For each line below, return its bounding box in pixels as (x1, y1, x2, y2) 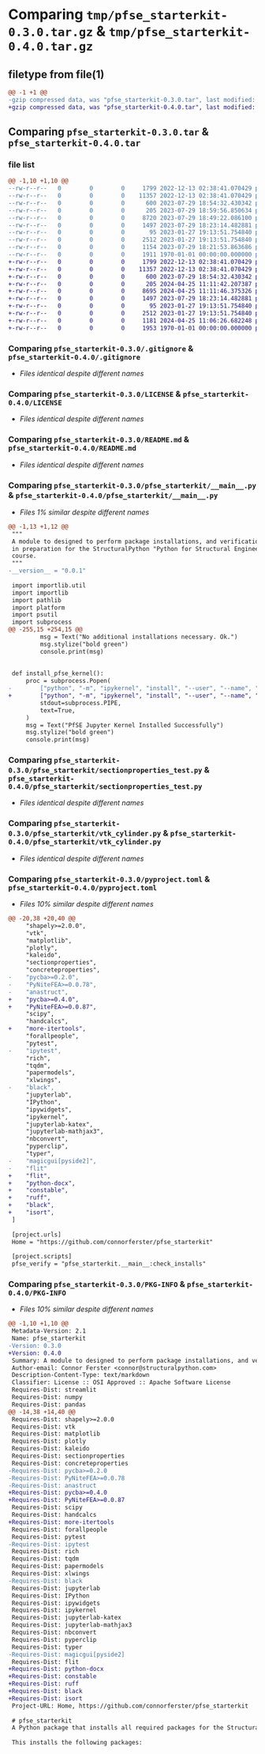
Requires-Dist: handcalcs (11, 1511, 97, 1519)
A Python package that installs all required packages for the (11, 1724, 224, 1732)
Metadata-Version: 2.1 (11, 1327, 87, 1335)
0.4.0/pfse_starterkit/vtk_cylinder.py (8, 838, 162, 847)
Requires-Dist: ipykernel (11, 1606, 97, 1614)
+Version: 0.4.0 (8, 1349, 62, 1357)
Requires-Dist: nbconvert (11, 1628, 97, 1637)
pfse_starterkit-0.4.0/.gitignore (8, 353, 140, 361)
